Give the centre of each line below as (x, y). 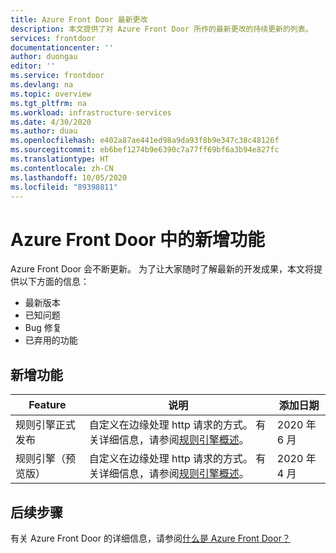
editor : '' (33, 66)
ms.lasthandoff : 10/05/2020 (69, 177)
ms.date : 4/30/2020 (51, 122)
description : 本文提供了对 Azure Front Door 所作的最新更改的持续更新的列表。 (161, 29)
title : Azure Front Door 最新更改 (79, 19)
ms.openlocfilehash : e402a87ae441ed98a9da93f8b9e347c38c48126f (145, 141)
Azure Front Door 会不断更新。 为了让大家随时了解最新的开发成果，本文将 (162, 269)
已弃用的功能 (51, 340)
